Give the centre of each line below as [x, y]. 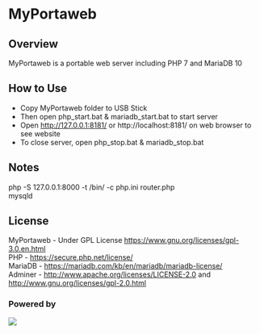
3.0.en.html [27, 249]
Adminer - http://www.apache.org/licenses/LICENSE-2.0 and [110, 274]
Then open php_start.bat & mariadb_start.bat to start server [119, 116]
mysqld [21, 195]
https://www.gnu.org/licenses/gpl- [182, 240]
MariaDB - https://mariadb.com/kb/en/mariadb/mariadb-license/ [115, 266]
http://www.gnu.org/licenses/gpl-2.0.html [78, 283]
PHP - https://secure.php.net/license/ [71, 257]
